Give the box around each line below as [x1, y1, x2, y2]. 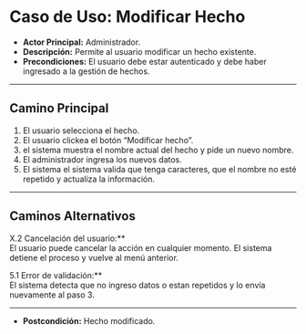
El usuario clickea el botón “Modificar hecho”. [22, 134, 194, 145]
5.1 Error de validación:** [9, 269, 103, 280]
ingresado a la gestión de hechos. [22, 66, 150, 77]
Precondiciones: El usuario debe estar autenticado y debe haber [22, 56, 267, 67]
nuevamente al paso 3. [9, 289, 96, 300]
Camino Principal [9, 100, 109, 116]
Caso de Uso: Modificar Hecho [9, 6, 246, 27]
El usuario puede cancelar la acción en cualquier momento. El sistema [9, 242, 272, 253]
